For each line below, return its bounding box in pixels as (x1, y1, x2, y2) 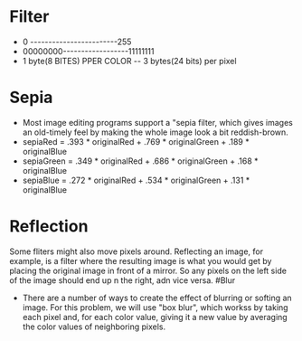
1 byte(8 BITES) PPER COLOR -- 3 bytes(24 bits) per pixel (22, 55, 237, 66)
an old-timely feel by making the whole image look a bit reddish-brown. (22, 127, 289, 137)
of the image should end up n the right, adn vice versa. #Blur (9, 274, 236, 286)
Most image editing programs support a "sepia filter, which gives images (22, 117, 294, 128)
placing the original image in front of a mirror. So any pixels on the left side (9, 265, 288, 276)
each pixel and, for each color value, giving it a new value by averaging (22, 311, 288, 322)
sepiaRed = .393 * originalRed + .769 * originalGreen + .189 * (22, 136, 250, 147)
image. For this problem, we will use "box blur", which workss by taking (22, 301, 288, 313)
